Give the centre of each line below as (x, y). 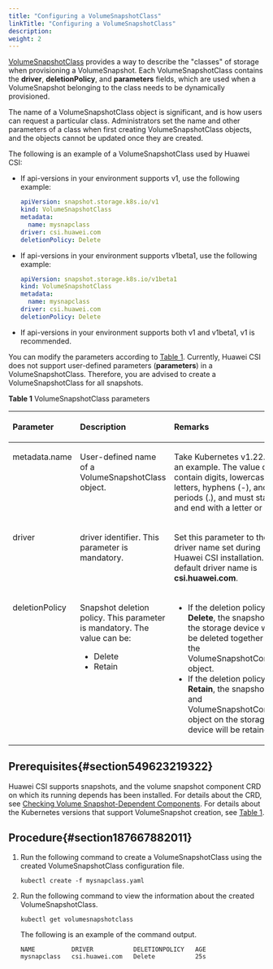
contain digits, (201, 477)
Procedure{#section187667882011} (100, 837)
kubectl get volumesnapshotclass (77, 920)
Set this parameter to (214, 537)
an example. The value (217, 467)
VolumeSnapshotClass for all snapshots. (76, 383)
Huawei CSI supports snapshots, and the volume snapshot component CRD (135, 786)
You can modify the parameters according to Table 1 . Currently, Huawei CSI (135, 357)
